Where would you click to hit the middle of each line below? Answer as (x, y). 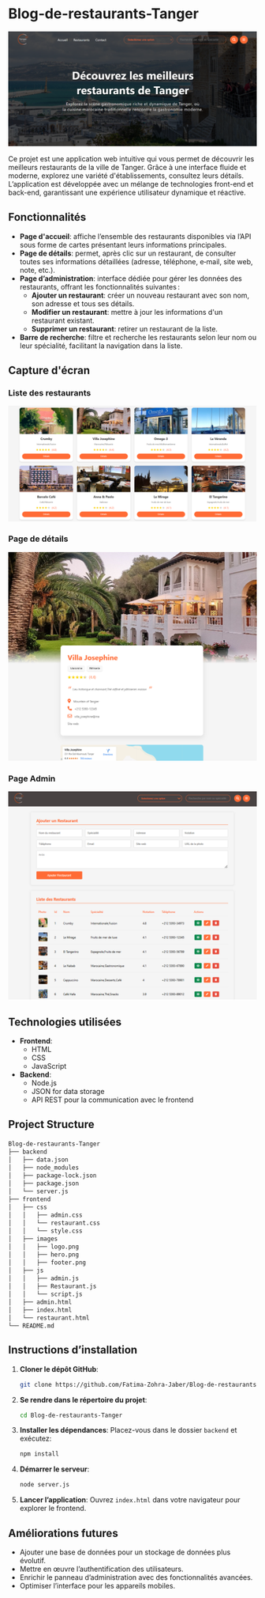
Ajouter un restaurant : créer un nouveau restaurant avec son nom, (140, 295)
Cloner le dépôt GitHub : (59, 1369)
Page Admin (32, 778)
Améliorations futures (63, 1533)
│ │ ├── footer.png (47, 1263)
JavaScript (49, 1066)
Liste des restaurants (50, 392)
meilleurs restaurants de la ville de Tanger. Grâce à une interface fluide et (127, 167)
